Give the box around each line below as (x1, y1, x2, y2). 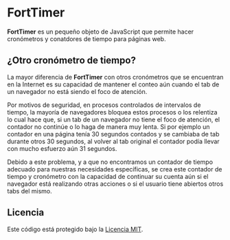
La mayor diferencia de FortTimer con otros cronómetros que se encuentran (7, 73, 224, 81)
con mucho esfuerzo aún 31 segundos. (7, 144, 117, 152)
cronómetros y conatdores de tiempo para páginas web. (7, 34, 166, 43)
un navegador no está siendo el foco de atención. (7, 87, 148, 95)
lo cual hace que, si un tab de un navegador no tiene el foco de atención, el (7, 115, 220, 123)
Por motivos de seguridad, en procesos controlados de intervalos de (7, 101, 201, 109)
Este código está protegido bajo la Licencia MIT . (7, 225, 143, 233)
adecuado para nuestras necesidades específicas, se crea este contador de (7, 165, 222, 173)
